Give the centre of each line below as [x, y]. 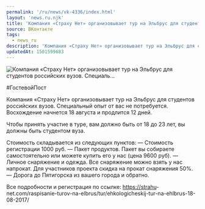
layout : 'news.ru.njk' [35, 18]
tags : [13, 35]
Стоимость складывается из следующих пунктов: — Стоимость [90, 142]
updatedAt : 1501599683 [35, 52]
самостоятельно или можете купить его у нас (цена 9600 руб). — [92, 155]
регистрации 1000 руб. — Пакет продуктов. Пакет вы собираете [91, 149]
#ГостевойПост [27, 87]
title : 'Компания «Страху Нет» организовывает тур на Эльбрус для [92, 23]
